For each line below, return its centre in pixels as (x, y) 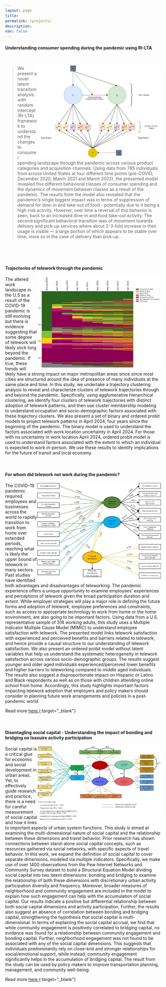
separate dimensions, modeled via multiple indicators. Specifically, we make (83, 859)
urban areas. (18, 775)
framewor (27, 121)
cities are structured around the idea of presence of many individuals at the (82, 379)
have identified (20, 580)
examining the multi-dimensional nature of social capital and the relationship (83, 833)
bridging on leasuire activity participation (49, 738)
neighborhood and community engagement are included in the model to (78, 890)
